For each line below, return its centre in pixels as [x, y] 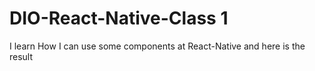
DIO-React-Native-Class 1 [119, 18]
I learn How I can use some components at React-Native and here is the [157, 46]
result [21, 56]
